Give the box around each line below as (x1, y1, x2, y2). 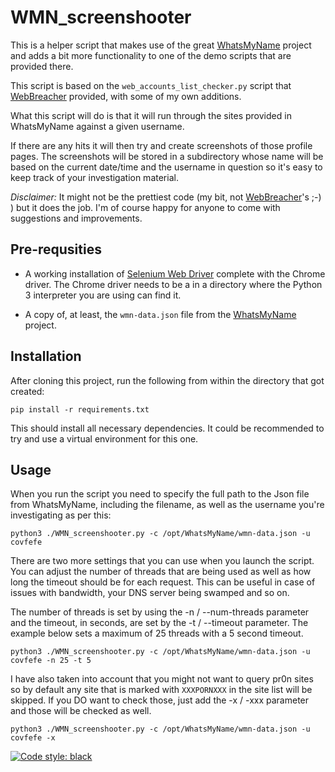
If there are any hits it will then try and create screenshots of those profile (10, 139, 313, 151)
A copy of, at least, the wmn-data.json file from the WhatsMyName (24, 308, 297, 320)
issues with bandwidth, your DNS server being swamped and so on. (10, 587, 290, 599)
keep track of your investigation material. (10, 171, 179, 183)
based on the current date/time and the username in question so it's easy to (10, 161, 323, 173)
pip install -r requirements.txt (10, 404, 150, 415)
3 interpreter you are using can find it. (24, 289, 182, 301)
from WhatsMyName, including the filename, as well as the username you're (10, 499, 325, 511)
